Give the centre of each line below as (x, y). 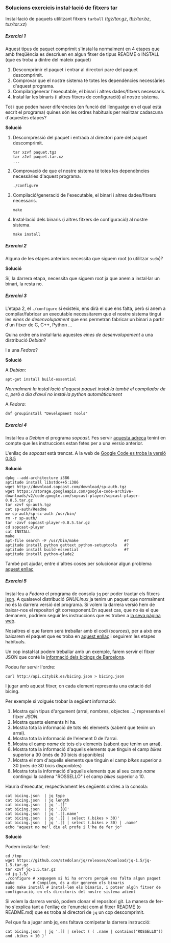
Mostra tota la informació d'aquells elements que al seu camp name (84, 771)
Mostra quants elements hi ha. (44, 722)
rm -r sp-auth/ (21, 518)
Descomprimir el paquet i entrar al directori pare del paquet (75, 70)
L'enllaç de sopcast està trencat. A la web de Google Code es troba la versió (86, 453)
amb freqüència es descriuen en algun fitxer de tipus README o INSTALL (82, 54)
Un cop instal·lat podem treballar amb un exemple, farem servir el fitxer (80, 652)
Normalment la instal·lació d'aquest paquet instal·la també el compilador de (86, 389)
